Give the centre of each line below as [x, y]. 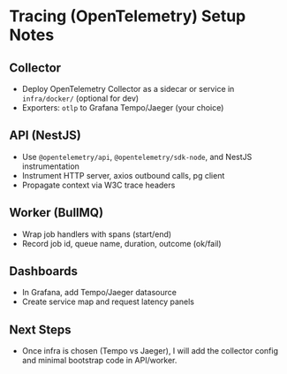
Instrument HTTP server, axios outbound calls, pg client [123, 175]
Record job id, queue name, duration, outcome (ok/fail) [122, 243]
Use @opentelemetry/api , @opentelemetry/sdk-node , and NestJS [137, 156]
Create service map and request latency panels [108, 301]
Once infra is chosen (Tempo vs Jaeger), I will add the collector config [150, 351]
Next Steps [40, 329]
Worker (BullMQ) [57, 213]
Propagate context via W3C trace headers [98, 185]
